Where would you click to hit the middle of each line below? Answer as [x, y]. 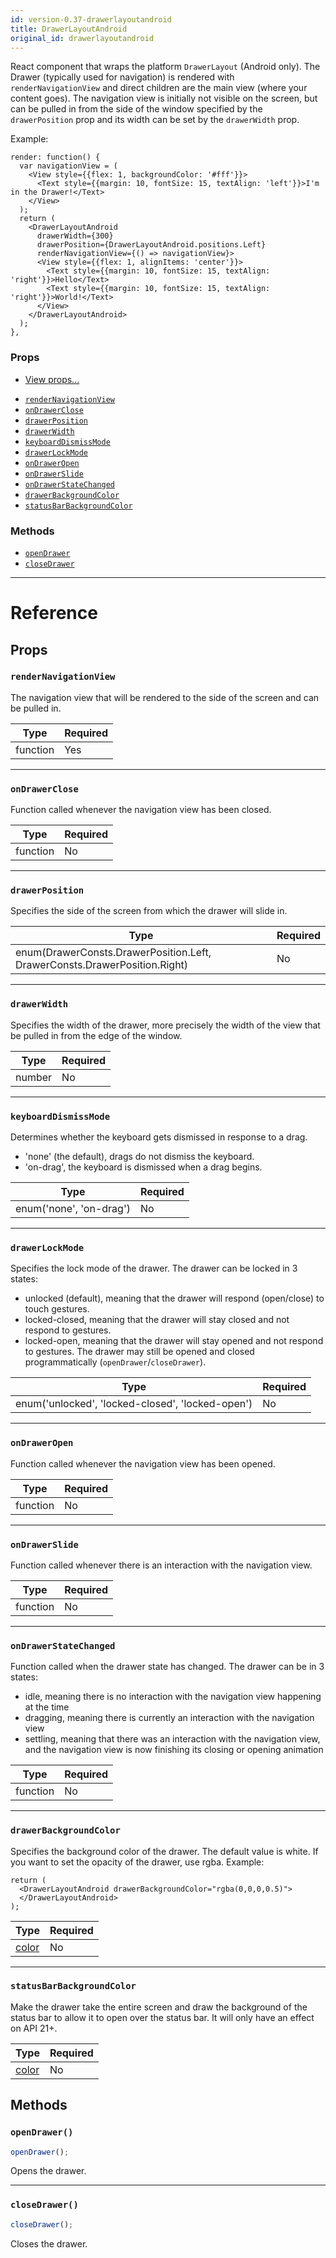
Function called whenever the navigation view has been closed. [141, 810]
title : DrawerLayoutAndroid [69, 29]
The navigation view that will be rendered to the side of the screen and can [165, 697]
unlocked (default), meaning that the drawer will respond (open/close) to [174, 1298]
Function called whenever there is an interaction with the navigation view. [161, 1565]
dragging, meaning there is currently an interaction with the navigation [169, 1718]
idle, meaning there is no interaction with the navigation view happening [173, 1697]
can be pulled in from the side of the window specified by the [136, 109]
